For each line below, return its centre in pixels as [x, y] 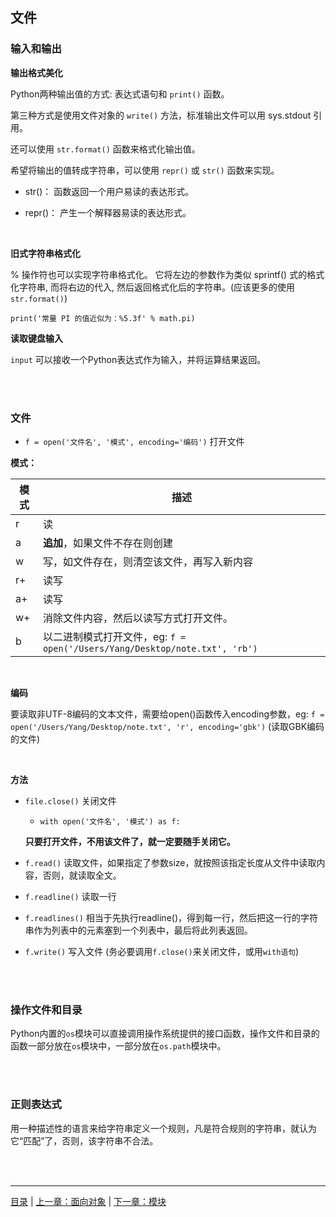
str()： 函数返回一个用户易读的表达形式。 [109, 191]
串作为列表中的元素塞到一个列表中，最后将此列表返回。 [138, 930]
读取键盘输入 [36, 338]
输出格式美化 [36, 72]
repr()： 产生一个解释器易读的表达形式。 [108, 212]
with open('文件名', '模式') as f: [110, 821]
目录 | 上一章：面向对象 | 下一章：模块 [88, 1201]
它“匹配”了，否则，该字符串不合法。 [84, 1140]
